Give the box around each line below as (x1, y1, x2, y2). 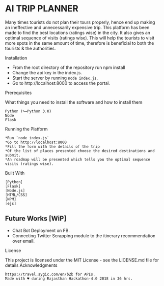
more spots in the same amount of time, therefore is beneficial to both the (5, 40, 154, 46)
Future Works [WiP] (5, 215, 67, 223)
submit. (5, 153, 21, 158)
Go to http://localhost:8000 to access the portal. (12, 80, 110, 86)
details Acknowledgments (5, 262, 57, 268)
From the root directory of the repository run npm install (12, 64, 125, 70)
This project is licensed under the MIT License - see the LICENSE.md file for (5, 257, 159, 263)
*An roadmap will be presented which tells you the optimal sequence (5, 157, 151, 162)
